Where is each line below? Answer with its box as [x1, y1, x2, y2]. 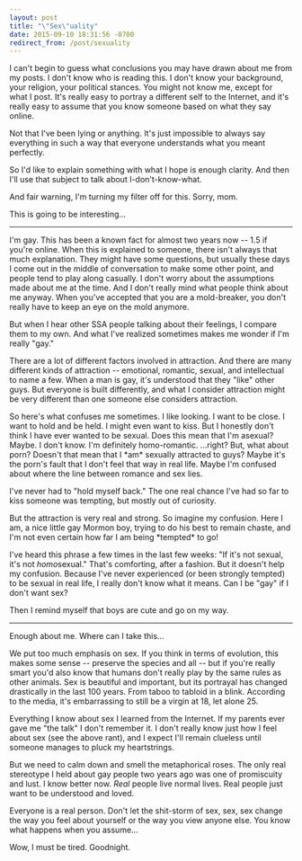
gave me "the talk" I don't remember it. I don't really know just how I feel [9, 723, 277, 733]
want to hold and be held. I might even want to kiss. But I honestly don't [9, 421, 274, 431]
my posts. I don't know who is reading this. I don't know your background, [9, 73, 284, 84]
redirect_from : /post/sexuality [9, 38, 130, 48]
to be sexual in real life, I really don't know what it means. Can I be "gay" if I [9, 578, 289, 589]
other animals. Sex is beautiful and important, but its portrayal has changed [9, 677, 288, 688]
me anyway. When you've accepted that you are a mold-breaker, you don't [9, 292, 286, 303]
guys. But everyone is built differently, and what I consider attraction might [9, 384, 286, 395]
